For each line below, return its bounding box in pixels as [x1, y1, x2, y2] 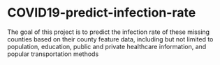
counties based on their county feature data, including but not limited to [7, 35, 214, 43]
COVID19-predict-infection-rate [7, 5, 196, 21]
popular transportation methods [7, 50, 99, 58]
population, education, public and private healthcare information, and [7, 42, 207, 50]
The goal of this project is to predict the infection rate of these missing [7, 28, 210, 36]
